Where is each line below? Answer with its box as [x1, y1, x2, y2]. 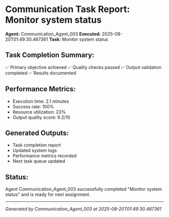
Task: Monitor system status [49, 36, 109, 42]
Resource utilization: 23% [12, 109, 66, 115]
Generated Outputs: [5, 128, 69, 137]
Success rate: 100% [12, 103, 54, 109]
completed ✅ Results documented [5, 69, 76, 76]
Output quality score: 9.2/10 [12, 114, 70, 120]
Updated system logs [12, 148, 57, 154]
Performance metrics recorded [12, 153, 77, 159]
